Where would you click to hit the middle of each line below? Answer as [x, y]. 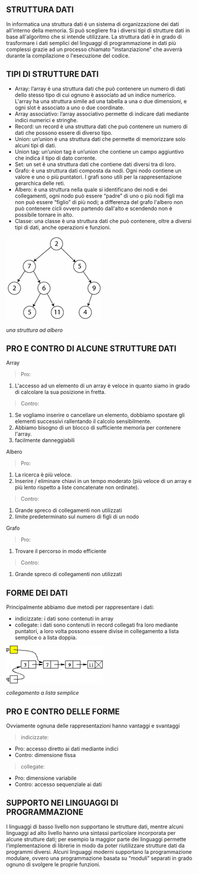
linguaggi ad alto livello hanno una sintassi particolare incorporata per [91, 832]
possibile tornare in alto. [44, 214]
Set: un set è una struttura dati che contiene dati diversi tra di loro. [95, 164]
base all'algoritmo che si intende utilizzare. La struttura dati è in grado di [94, 36]
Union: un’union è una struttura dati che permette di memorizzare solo [100, 139]
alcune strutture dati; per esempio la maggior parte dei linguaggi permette [96, 839]
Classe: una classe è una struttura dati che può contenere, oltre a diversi [103, 221]
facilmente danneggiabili [45, 440]
